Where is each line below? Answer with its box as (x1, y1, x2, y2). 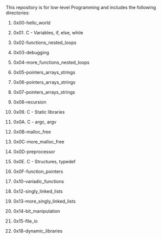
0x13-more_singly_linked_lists (13, 198, 76, 204)
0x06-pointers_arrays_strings (13, 79, 76, 85)
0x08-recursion (13, 99, 47, 105)
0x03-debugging (13, 50, 50, 55)
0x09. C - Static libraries (13, 109, 65, 115)
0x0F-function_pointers (13, 168, 63, 175)
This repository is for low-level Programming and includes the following (6, 5, 156, 10)
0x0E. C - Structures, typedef (13, 159, 76, 164)
